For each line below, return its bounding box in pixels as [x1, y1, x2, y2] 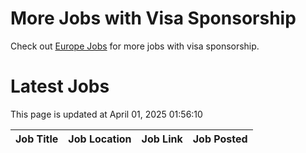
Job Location [68, 132, 132, 146]
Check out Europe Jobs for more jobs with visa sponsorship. [10, 40, 260, 52]
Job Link [141, 132, 183, 146]
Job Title [15, 132, 59, 146]
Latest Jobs [10, 75, 110, 98]
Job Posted [192, 132, 248, 146]
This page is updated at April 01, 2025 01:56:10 [10, 108, 203, 120]
